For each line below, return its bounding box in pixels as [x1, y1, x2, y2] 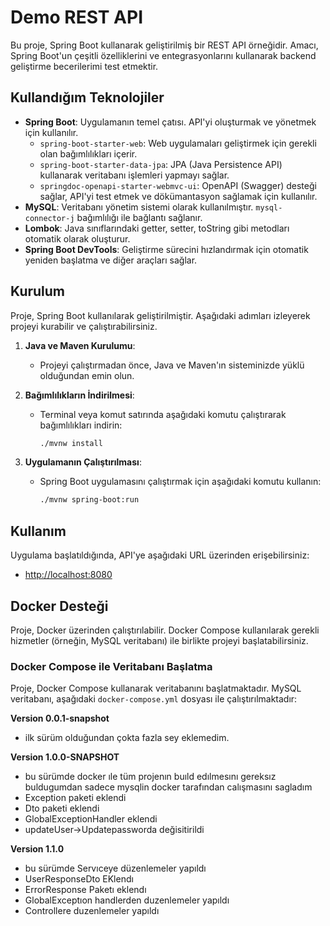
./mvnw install [39, 438, 103, 448]
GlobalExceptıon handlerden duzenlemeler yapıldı [24, 894, 230, 906]
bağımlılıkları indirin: [39, 419, 123, 431]
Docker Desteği [10, 597, 109, 615]
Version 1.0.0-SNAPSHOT [10, 751, 120, 763]
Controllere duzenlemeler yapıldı [24, 905, 160, 917]
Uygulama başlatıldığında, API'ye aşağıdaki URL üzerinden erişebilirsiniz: [10, 549, 310, 561]
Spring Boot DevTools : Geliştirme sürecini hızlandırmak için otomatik [24, 243, 309, 255]
